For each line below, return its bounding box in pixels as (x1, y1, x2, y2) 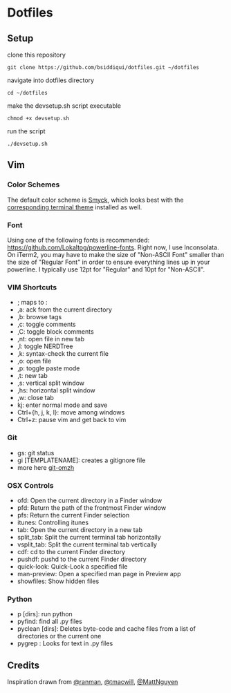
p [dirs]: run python (17, 610, 73, 618)
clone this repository (7, 50, 66, 59)
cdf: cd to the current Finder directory (17, 547, 126, 556)
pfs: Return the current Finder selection (17, 511, 130, 519)
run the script (7, 127, 46, 135)
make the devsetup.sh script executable (7, 102, 122, 110)
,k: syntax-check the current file (17, 350, 109, 358)
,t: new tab (17, 372, 48, 380)
